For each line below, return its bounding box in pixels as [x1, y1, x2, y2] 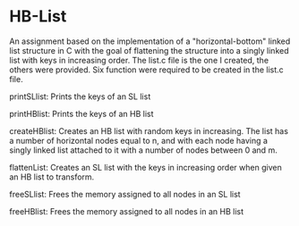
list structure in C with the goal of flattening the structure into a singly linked [9, 45, 289, 55]
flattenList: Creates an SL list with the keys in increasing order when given [9, 162, 282, 172]
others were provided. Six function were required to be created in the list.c [9, 64, 284, 75]
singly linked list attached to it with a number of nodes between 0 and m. [9, 145, 278, 155]
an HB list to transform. [9, 172, 95, 182]
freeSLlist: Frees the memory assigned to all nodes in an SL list [9, 188, 241, 199]
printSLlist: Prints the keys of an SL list [9, 91, 151, 102]
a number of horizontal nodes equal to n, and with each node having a [9, 135, 269, 146]
